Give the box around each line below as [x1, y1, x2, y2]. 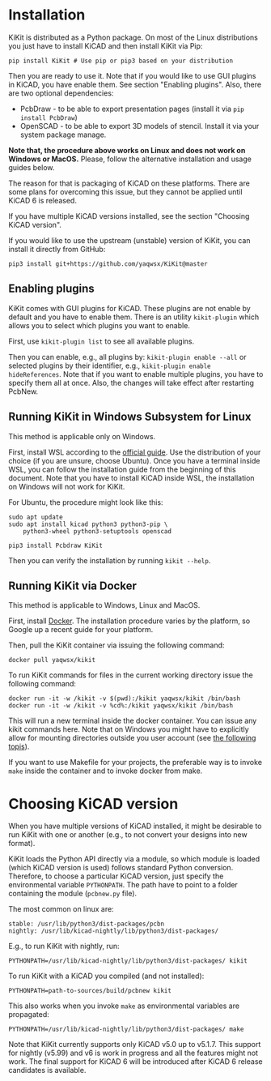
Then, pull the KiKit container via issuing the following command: [8, 640, 225, 650]
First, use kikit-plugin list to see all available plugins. [8, 336, 195, 346]
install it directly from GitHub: [8, 244, 106, 254]
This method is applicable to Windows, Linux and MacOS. [8, 600, 201, 610]
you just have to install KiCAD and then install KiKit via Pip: [8, 41, 203, 50]
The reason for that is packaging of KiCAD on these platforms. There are [8, 178, 251, 188]
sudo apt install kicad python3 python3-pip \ [8, 520, 168, 528]
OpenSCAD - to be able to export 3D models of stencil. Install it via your [19, 121, 260, 130]
